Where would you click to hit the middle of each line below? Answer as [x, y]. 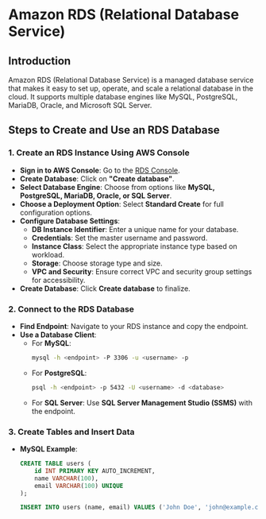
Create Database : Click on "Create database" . [97, 178]
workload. [48, 254]
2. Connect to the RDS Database [71, 309]
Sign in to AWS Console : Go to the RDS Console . [100, 170]
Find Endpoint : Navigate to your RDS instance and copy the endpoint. [134, 326]
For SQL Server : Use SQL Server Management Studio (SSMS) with [142, 402]
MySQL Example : [48, 449]
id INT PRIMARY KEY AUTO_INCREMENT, [95, 471]
